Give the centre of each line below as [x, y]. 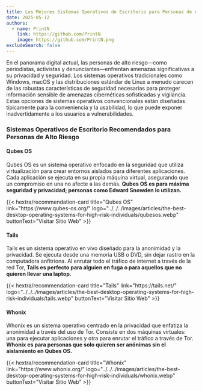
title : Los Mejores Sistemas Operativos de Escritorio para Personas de [99, 12]
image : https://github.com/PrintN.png [66, 40]
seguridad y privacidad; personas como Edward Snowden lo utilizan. [94, 190]
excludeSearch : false [33, 46]
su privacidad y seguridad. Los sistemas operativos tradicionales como [94, 75]
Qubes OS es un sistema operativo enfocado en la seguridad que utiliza [95, 164]
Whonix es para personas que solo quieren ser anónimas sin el [86, 345]
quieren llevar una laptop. [39, 274]
